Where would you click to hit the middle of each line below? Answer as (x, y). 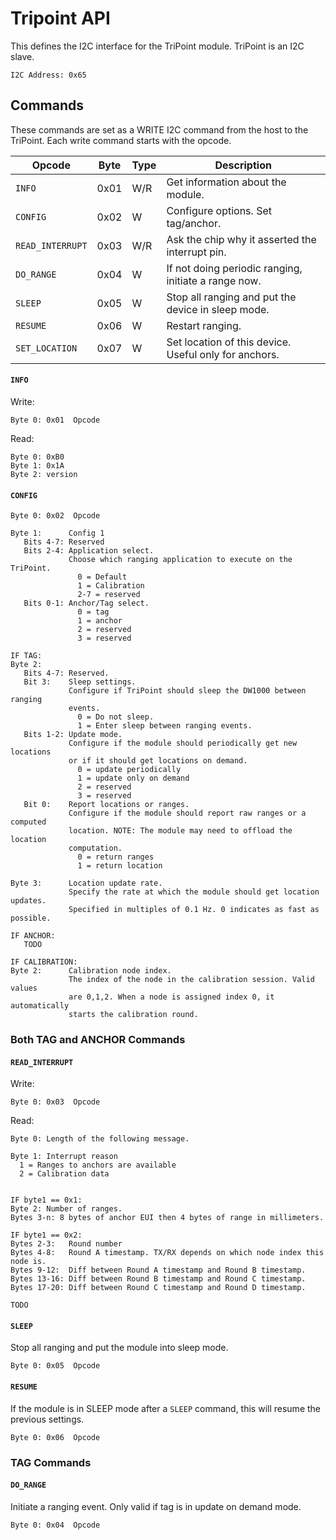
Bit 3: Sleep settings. (80, 682)
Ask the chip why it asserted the (241, 239)
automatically (40, 1006)
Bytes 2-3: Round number (66, 1244)
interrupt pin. (196, 252)
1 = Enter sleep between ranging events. (165, 726)
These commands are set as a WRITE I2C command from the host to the (159, 129)
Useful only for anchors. (223, 354)
